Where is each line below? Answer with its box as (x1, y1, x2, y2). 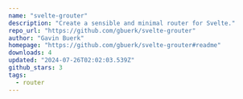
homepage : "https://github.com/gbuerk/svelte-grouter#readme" (8, 42, 221, 49)
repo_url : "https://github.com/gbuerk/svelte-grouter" (8, 26, 196, 34)
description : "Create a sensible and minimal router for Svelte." (8, 19, 236, 27)
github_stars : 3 (8, 64, 63, 72)
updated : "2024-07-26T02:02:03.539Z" (8, 57, 135, 65)
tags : (8, 71, 27, 79)
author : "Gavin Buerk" (8, 34, 84, 42)
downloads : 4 (8, 49, 52, 57)
